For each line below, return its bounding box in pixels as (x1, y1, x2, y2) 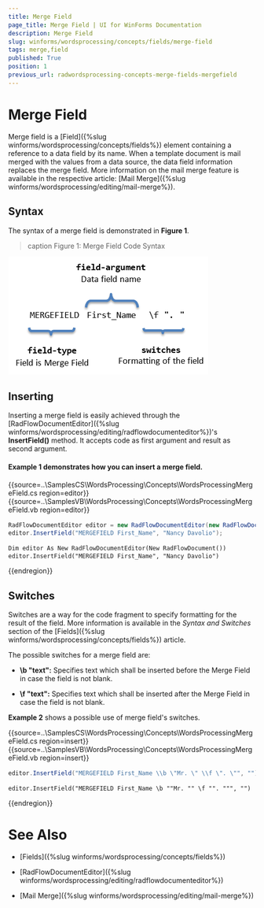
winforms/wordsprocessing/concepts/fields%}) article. (8, 635, 186, 645)
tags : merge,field (8, 46, 68, 54)
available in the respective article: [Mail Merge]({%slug (8, 173, 186, 183)
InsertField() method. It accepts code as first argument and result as (8, 435, 231, 445)
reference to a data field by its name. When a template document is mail (8, 148, 241, 158)
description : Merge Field (8, 29, 93, 37)
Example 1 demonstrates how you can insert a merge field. (8, 461, 203, 472)
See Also (8, 826, 68, 844)
